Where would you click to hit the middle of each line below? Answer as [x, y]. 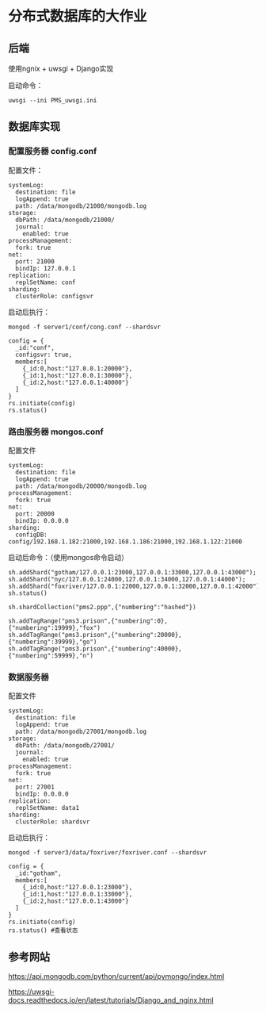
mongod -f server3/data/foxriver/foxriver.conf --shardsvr [108, 853]
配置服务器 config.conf [53, 152]
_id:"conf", [35, 347]
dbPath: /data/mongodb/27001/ [65, 746]
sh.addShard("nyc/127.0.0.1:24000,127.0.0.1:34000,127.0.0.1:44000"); [127, 579]
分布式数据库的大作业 [78, 16]
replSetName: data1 [47, 808]
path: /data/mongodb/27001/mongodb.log [81, 732]
